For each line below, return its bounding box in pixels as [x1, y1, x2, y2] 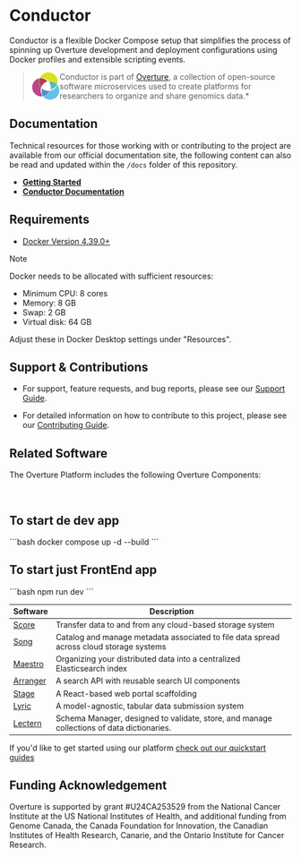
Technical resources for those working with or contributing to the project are [9, 140, 292, 150]
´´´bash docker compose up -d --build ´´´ [9, 536, 159, 547]
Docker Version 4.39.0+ [21, 236, 110, 246]
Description [149, 606, 194, 617]
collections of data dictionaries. [55, 723, 172, 733]
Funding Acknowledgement [9, 777, 168, 793]
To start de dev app [9, 512, 119, 528]
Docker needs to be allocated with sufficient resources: [9, 270, 214, 281]
